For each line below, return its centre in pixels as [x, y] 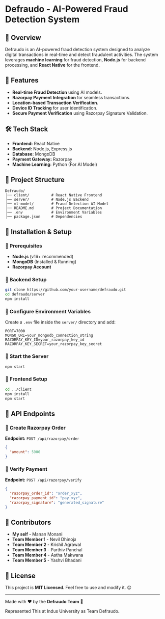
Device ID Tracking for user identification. [55, 108]
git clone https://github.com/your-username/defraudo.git [66, 290]
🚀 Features [22, 80]
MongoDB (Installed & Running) [44, 262]
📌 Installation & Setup [39, 232]
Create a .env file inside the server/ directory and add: [60, 322]
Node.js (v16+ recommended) [43, 257]
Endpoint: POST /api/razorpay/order [42, 438]
